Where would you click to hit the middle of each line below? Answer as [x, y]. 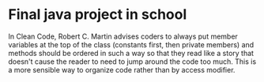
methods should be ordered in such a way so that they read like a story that [131, 53]
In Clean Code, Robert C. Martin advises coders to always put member [123, 36]
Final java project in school [98, 15]
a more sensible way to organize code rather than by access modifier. [122, 69]
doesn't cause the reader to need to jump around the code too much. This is [132, 61]
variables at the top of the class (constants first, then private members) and [131, 44]
